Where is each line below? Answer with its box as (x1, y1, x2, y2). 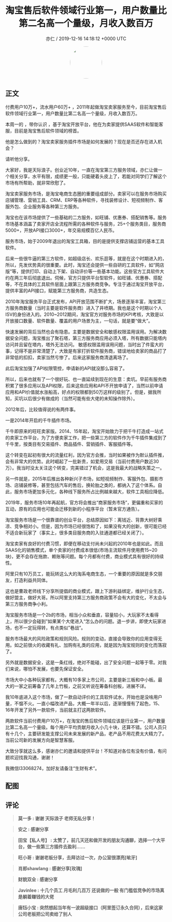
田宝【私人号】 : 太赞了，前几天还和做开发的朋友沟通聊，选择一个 (17, 837, 157, 843)
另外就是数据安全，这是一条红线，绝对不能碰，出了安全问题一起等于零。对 (5, 659, 162, 665)
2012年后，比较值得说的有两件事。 (5, 406, 78, 412)
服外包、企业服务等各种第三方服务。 (5, 203, 82, 210)
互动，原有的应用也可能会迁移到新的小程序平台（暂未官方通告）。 (5, 505, 142, 512)
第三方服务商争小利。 (5, 600, 50, 607)
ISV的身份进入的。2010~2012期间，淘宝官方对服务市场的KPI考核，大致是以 (5, 311, 164, 317)
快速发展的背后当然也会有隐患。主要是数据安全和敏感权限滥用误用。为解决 (5, 328, 162, 334)
